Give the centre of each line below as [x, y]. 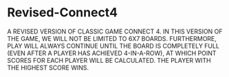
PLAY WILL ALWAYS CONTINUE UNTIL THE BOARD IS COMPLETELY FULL [113, 46]
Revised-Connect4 [63, 13]
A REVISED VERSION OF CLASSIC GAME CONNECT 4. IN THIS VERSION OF [115, 31]
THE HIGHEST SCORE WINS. [48, 67]
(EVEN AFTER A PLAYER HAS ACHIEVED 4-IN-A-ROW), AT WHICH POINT [112, 53]
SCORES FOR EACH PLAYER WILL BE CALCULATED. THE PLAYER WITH [109, 60]
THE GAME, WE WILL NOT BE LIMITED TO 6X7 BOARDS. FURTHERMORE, [112, 38]
